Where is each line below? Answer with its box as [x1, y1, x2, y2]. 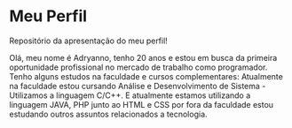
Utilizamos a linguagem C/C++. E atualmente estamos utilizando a [9, 90, 251, 101]
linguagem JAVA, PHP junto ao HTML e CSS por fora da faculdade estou [9, 99, 273, 109]
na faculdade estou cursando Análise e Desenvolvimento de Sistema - [9, 80, 266, 91]
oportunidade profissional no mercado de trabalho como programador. [9, 62, 268, 72]
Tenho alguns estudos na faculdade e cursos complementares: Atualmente [9, 71, 284, 81]
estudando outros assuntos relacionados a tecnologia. [9, 109, 208, 119]
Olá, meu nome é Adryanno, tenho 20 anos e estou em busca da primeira [9, 52, 278, 63]
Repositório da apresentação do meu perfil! [9, 35, 169, 46]
